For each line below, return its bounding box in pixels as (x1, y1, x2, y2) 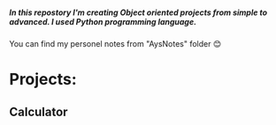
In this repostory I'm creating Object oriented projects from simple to (9, 7, 268, 18)
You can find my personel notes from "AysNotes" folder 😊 (9, 38, 222, 48)
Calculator (9, 104, 68, 119)
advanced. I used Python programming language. (9, 16, 197, 26)
